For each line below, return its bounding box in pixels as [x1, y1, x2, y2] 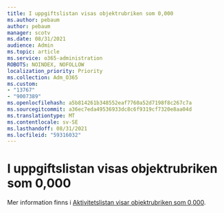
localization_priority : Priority [7, 67, 103, 74]
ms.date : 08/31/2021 [7, 36, 67, 43]
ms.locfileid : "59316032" [7, 131, 81, 138]
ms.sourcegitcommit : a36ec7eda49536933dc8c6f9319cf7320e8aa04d [7, 106, 192, 113]
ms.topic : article [7, 49, 60, 56]
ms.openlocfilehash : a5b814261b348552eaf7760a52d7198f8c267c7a [7, 100, 192, 106]
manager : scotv [7, 29, 51, 36]
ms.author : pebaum [7, 16, 60, 23]
